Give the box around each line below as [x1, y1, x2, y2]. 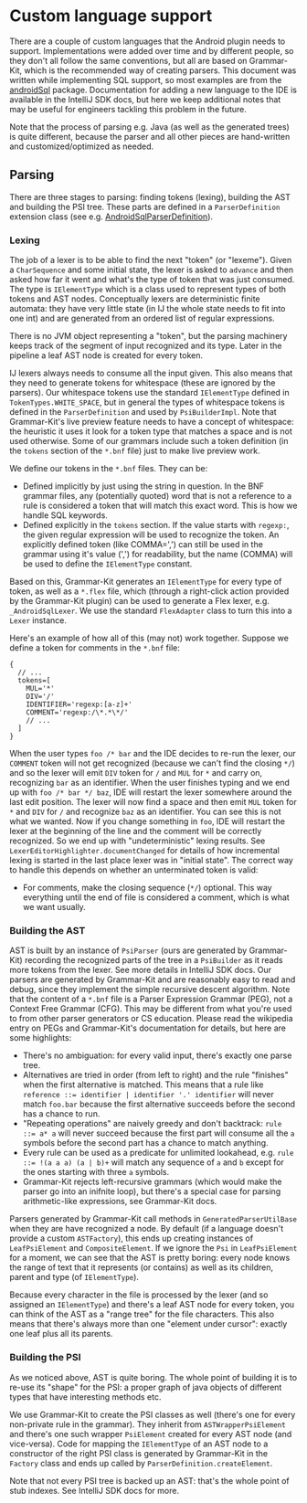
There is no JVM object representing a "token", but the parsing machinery [9, 331, 288, 342]
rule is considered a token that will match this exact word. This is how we [22, 500, 298, 512]
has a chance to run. [22, 1108, 101, 1119]
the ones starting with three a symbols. [22, 1167, 170, 1178]
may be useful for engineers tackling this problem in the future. [9, 103, 247, 114]
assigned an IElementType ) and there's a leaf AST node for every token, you [9, 1299, 295, 1310]
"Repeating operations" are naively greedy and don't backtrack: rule [22, 1118, 282, 1129]
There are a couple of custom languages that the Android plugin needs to [9, 36, 286, 47]
